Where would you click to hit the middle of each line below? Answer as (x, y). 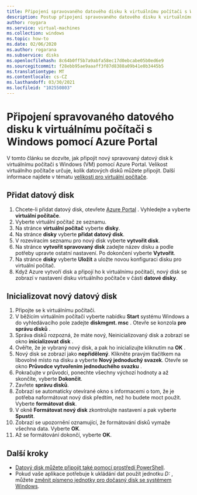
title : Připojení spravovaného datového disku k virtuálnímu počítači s (97, 11)
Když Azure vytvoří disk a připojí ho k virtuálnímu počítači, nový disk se (101, 272)
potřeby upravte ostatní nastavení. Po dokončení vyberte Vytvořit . (95, 253)
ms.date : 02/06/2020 (32, 45)
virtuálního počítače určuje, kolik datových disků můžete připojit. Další (91, 170)
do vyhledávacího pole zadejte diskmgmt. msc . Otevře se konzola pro (101, 323)
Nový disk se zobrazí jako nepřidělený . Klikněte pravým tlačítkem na (98, 354)
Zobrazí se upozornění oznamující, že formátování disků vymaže (93, 422)
